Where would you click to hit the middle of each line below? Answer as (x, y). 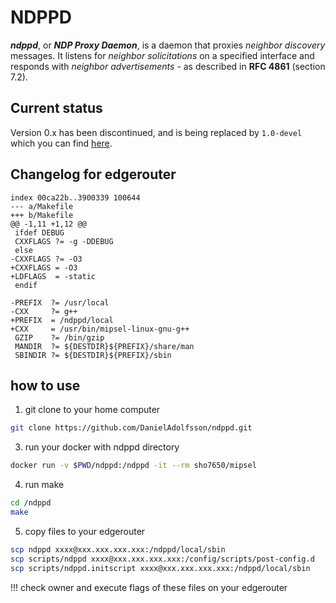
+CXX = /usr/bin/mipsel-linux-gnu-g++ (100, 329)
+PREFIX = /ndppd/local (62, 320)
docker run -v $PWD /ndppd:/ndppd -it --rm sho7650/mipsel (133, 466)
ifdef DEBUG (39, 232)
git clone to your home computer (92, 410)
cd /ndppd (31, 503)
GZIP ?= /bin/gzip (59, 337)
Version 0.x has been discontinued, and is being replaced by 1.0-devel (156, 132)
